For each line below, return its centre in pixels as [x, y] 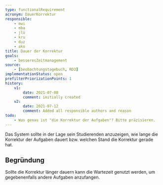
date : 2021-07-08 [41, 92]
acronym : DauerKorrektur [31, 14]
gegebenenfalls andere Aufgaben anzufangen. [53, 177]
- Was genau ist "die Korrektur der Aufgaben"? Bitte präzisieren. [85, 120]
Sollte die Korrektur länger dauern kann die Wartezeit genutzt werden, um [80, 172]
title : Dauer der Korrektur [34, 51]
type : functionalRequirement [35, 10]
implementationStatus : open [34, 74]
